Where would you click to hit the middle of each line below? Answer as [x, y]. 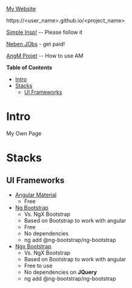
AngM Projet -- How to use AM [45, 56]
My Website [21, 9]
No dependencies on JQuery [61, 272]
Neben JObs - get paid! [36, 44]
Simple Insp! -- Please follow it [45, 32]
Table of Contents [29, 67]
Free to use [38, 266]
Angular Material [36, 195]
